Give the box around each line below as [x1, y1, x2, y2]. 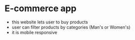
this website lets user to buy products [11, 19, 88, 25]
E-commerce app [4, 3, 77, 14]
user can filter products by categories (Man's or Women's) [11, 24, 131, 30]
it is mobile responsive [11, 29, 57, 35]
